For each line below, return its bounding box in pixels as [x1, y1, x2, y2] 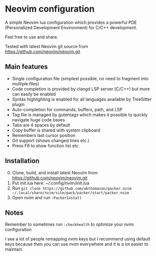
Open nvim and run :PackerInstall [12, 194, 82, 200]
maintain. [5, 246, 23, 252]
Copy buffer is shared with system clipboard [12, 127, 100, 133]
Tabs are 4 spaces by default [12, 122, 71, 128]
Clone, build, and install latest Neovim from [12, 170, 98, 175]
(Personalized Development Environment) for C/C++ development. [5, 24, 138, 30]
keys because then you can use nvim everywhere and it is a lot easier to [5, 241, 149, 247]
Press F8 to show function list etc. [12, 142, 80, 149]
